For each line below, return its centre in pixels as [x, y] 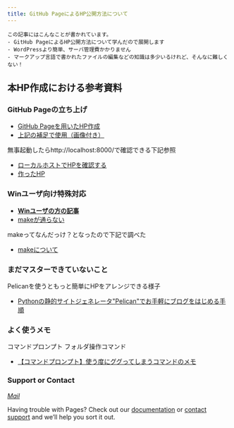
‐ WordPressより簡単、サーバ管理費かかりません [69, 49]
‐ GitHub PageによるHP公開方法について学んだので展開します [86, 42]
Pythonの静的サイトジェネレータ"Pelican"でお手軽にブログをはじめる [118, 301]
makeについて [38, 249]
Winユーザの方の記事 [48, 210]
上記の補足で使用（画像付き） [61, 135]
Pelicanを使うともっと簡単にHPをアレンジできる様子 [84, 286]
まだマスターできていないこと [58, 269]
